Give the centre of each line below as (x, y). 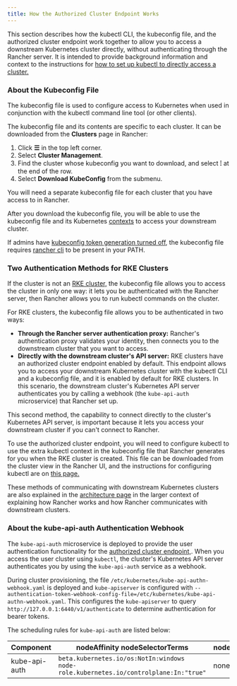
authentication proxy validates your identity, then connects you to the (118, 341)
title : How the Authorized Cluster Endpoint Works (83, 14)
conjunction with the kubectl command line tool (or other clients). (102, 112)
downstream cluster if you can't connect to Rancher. (84, 430)
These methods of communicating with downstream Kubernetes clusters (113, 487)
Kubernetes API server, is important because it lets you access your (106, 422)
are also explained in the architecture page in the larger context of (103, 495)
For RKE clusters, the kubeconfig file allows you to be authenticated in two (115, 313)
